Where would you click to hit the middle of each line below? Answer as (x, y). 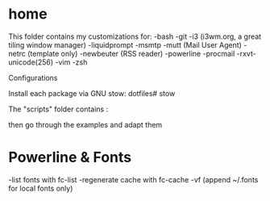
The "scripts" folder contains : (58, 109)
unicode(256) (31, 62)
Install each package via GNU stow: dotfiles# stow (92, 93)
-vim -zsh (71, 62)
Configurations (33, 77)
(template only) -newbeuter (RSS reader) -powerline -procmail (131, 53)
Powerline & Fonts (70, 157)
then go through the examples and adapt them (85, 124)
